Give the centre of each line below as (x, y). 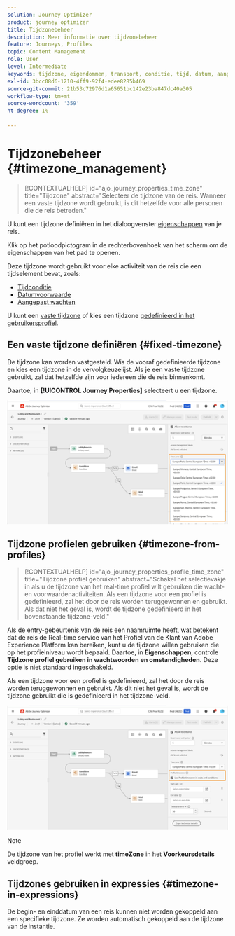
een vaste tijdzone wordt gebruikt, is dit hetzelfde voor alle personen (123, 202)
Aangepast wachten (46, 302)
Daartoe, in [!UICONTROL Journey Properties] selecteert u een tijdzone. (112, 390)
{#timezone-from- (179, 544)
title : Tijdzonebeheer (40, 29)
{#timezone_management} (87, 169)
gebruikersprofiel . (33, 323)
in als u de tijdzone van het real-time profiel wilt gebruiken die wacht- (124, 586)
